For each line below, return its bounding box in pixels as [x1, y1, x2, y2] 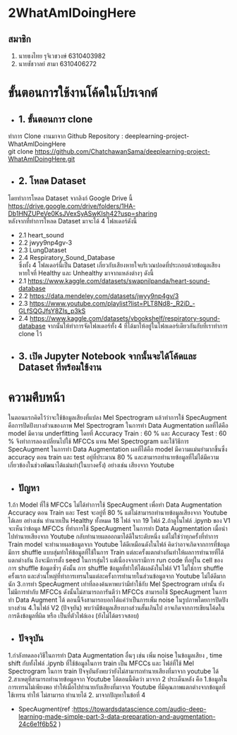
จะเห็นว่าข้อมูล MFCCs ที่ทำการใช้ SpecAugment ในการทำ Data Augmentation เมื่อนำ [8, 524, 228, 533]
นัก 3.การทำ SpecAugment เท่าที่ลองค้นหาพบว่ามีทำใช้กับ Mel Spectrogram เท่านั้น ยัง [8, 579, 224, 588]
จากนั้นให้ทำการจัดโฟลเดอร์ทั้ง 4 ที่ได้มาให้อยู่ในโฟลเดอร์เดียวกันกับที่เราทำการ [47, 321, 228, 330]
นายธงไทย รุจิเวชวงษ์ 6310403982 [18, 51, 106, 60]
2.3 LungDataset [18, 245, 67, 254]
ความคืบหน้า [8, 390, 66, 406]
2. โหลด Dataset [18, 175, 87, 187]
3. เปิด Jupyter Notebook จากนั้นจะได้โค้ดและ [18, 350, 197, 362]
